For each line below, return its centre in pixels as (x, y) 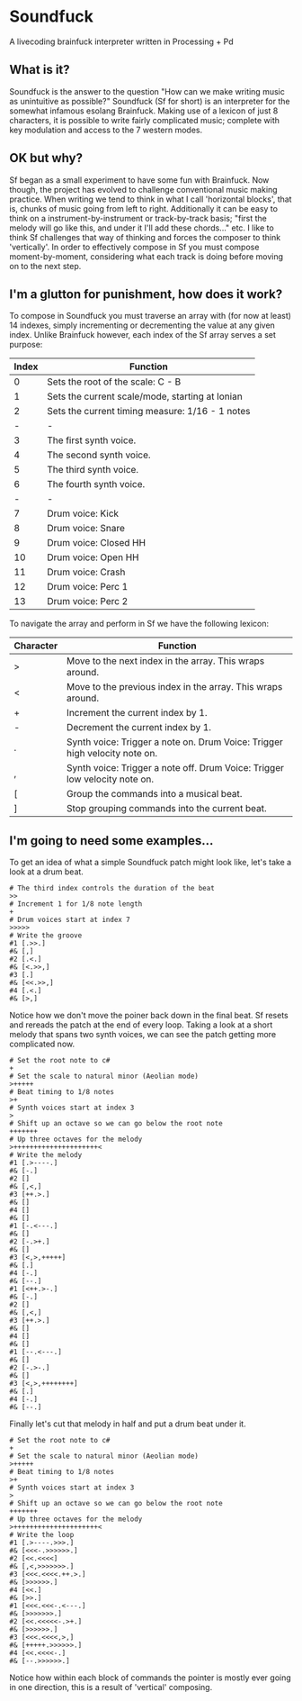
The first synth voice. (92, 440)
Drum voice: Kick (83, 513)
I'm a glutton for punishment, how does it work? (146, 294)
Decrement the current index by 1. (139, 728)
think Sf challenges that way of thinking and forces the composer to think (145, 237)
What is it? (40, 70)
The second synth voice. (99, 455)
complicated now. (42, 1044)
